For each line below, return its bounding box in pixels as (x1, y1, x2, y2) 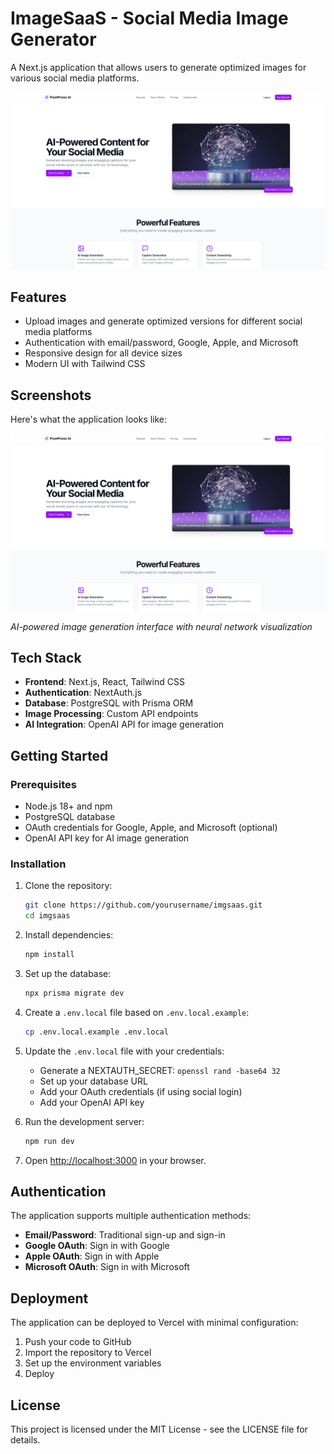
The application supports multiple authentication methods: (10, 1210, 252, 1222)
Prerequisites (10, 777, 77, 791)
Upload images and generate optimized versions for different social (24, 315, 303, 327)
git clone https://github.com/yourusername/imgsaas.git (24, 900, 263, 911)
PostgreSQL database (24, 811, 116, 823)
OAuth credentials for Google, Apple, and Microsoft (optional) (24, 822, 278, 834)
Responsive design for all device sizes (24, 347, 183, 359)
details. (10, 1434, 41, 1446)
